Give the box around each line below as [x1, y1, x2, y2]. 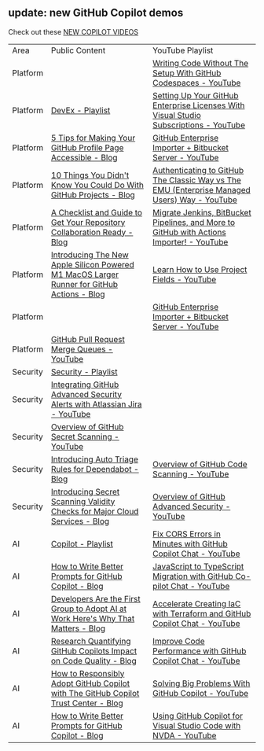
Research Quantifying [50, 635, 131, 646]
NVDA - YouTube [152, 730, 217, 741]
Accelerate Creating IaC [152, 598, 241, 609]
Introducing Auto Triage [50, 454, 139, 465]
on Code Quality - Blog [50, 655, 137, 666]
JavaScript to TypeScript [152, 561, 244, 572]
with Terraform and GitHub [152, 608, 251, 619]
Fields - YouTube [152, 274, 217, 285]
